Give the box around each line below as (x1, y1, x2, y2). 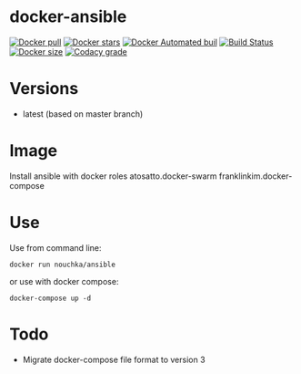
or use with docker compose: (9, 275, 119, 286)
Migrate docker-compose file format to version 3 (22, 354, 206, 365)
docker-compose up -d (9, 294, 92, 303)
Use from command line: (9, 242, 102, 253)
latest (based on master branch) (22, 108, 144, 119)
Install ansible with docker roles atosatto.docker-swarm (9, 171, 217, 182)
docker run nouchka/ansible (9, 260, 116, 269)
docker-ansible (9, 6, 127, 27)
